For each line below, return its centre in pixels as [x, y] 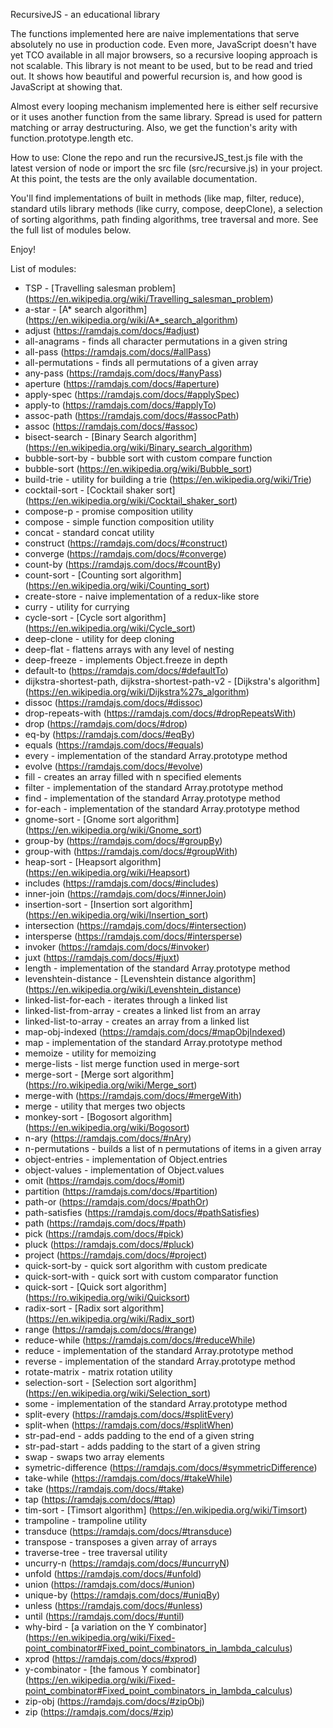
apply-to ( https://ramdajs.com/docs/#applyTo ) [120, 405]
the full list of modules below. [71, 230]
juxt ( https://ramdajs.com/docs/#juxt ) [102, 957]
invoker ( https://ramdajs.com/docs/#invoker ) [117, 947]
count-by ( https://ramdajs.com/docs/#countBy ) [123, 564]
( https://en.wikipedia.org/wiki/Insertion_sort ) [116, 915]
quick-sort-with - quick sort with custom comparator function [151, 1276]
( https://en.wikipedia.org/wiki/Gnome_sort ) [113, 830]
